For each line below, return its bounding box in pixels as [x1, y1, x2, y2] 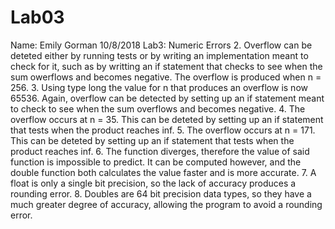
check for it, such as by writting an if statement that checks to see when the [10, 60, 323, 72]
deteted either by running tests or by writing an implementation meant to [10, 49, 309, 61]
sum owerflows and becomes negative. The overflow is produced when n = [10, 71, 322, 83]
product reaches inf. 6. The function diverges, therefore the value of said [10, 145, 310, 157]
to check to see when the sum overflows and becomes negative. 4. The [10, 102, 306, 115]
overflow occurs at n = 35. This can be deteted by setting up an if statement [10, 113, 324, 125]
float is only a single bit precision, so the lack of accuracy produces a [10, 177, 297, 189]
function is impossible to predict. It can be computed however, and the [10, 156, 302, 168]
